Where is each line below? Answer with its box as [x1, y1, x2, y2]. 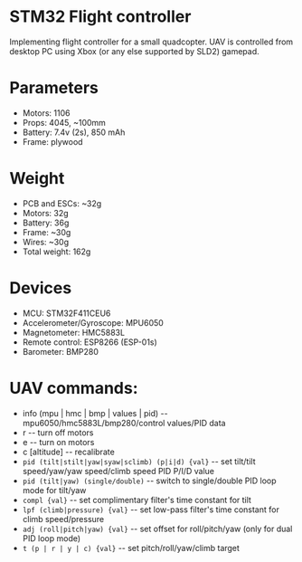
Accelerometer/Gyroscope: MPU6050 [22, 317, 165, 328]
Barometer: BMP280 [22, 346, 99, 357]
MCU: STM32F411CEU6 [22, 308, 111, 319]
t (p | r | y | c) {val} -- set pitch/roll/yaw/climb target [22, 542, 240, 553]
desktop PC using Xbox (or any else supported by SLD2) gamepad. [9, 45, 260, 56]
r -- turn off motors [22, 427, 94, 438]
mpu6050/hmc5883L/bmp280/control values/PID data [22, 417, 226, 428]
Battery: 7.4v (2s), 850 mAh [22, 127, 126, 138]
